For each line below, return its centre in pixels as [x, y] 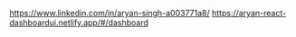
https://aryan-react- [249, 13]
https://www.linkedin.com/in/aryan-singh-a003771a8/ [110, 13]
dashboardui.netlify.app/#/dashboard [79, 23]
